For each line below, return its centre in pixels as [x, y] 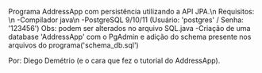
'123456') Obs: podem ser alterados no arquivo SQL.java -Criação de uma [129, 28]
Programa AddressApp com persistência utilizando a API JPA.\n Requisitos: [131, 12]
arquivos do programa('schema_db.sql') [73, 45]
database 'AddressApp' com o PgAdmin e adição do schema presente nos [130, 36]
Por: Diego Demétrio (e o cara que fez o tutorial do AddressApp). [114, 60]
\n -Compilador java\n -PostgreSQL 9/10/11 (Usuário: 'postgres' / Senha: [126, 20]
